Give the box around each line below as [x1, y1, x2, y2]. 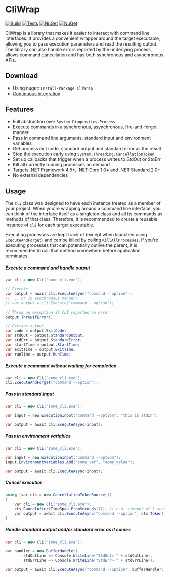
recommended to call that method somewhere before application [5, 248, 141, 254]
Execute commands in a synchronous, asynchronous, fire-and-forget [12, 124, 157, 130]
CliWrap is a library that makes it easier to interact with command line [5, 30, 150, 36]
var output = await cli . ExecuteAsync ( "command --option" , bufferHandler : [5, 567, 164, 572]
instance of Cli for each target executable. [5, 221, 95, 228]
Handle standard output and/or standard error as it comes [5, 527, 131, 533]
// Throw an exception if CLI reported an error [5, 309, 110, 315]
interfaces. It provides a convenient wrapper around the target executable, [5, 35, 160, 41]
